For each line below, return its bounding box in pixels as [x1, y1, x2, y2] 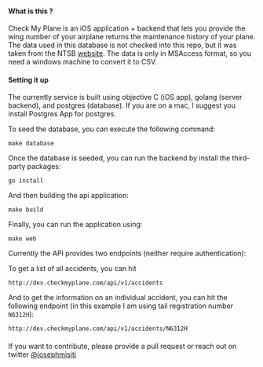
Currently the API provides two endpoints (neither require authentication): [8, 248, 247, 259]
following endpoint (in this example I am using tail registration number [8, 301, 234, 310]
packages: [27, 162, 61, 171]
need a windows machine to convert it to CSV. [8, 57, 157, 67]
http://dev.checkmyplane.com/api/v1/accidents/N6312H [8, 325, 188, 333]
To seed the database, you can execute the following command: [8, 124, 216, 134]
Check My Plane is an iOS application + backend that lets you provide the [8, 24, 246, 33]
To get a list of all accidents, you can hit [8, 264, 137, 273]
